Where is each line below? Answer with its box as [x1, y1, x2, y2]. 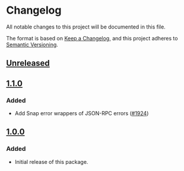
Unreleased [6, 58, 50, 68]
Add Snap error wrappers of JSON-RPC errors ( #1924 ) [14, 110, 149, 117]
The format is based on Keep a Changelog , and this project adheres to [6, 34, 178, 42]
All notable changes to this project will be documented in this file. [6, 23, 166, 30]
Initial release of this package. [14, 158, 88, 165]
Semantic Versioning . [6, 41, 58, 48]
